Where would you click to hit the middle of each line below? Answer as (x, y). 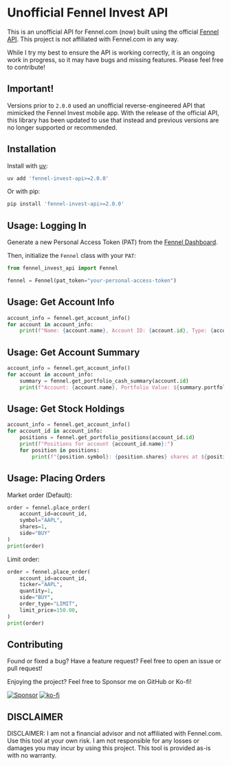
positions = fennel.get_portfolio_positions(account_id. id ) (107, 438)
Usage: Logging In (47, 225)
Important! (30, 89)
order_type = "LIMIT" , (49, 604)
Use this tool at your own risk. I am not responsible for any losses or (103, 741)
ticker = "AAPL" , (41, 585)
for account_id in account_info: (55, 431)
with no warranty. (32, 756)
